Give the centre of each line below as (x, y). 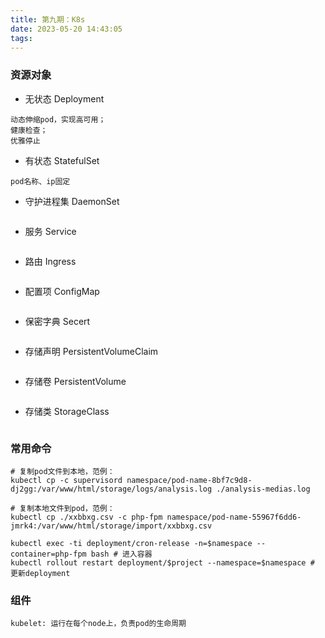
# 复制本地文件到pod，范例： (62, 508)
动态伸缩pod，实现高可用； (58, 119)
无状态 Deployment (64, 98)
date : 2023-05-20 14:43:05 (66, 29)
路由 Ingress (50, 261)
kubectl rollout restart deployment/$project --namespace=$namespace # (162, 562)
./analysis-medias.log (263, 489)
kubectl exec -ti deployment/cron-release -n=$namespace (131, 543)
